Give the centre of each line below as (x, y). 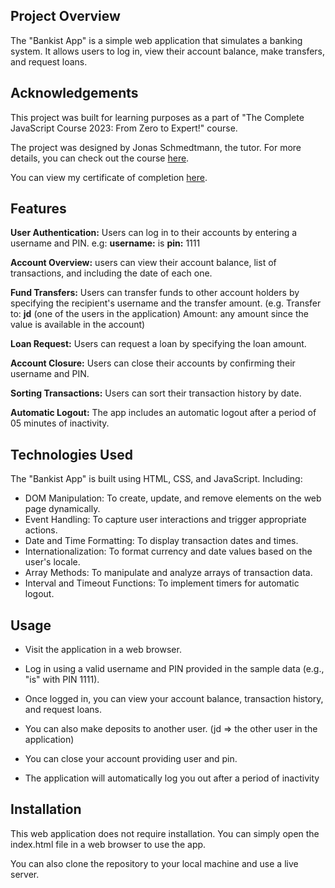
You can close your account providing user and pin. (131, 759)
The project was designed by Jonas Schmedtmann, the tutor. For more (156, 147)
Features (38, 209)
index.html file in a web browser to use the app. (108, 844)
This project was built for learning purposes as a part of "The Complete (157, 117)
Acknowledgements (74, 93)
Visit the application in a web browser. (103, 650)
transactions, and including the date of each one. (111, 273)
